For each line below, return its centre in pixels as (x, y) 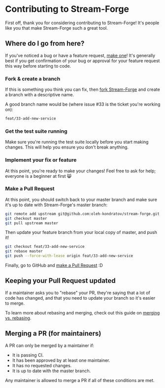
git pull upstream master (32, 223)
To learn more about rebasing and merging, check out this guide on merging (82, 312)
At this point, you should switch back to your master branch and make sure (81, 199)
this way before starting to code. (38, 66)
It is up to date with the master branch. (51, 371)
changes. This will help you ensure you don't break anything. (67, 147)
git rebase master (24, 251)
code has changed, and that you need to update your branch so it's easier (80, 298)
